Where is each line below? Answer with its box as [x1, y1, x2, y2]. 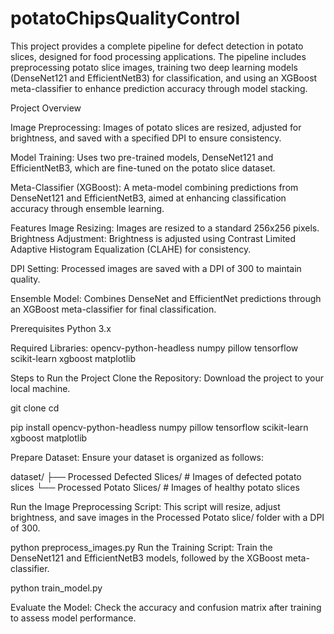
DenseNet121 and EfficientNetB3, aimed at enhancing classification [10, 192, 287, 204]
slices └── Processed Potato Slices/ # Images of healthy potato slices [10, 481, 300, 493]
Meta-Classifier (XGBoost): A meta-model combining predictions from [10, 181, 299, 193]
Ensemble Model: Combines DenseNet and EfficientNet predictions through [10, 292, 322, 304]
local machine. [10, 382, 71, 394]
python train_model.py [10, 582, 103, 594]
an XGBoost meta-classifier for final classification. [10, 303, 217, 315]
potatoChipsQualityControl [10, 7, 241, 30]
